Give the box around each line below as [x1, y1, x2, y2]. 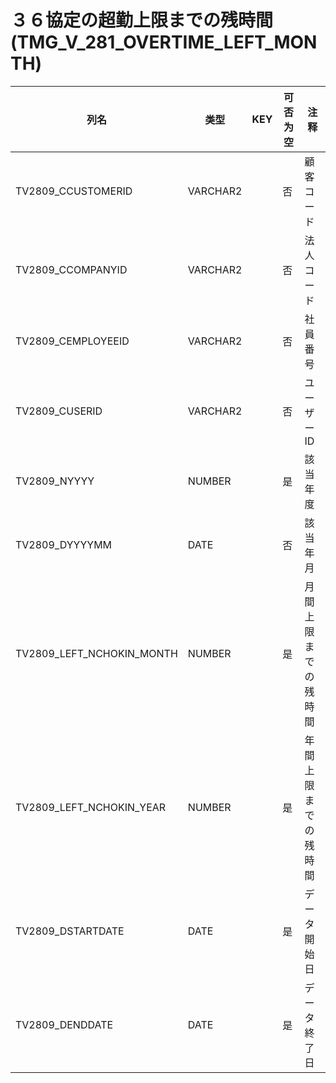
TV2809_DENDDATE [15, 1017, 114, 1031]
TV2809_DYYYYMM [15, 537, 113, 551]
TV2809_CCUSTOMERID [15, 184, 133, 198]
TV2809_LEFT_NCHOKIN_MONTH [15, 646, 178, 660]
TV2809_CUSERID [15, 404, 103, 418]
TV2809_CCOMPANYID [15, 262, 128, 276]
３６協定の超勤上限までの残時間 [10, 9, 274, 32]
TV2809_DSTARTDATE [15, 924, 125, 938]
